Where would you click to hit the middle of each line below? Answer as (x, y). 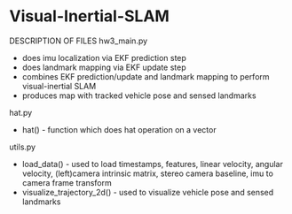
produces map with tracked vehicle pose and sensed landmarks (139, 96)
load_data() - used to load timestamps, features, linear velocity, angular (153, 164)
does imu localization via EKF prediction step (104, 57)
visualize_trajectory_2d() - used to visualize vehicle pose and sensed (148, 192)
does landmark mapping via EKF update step (104, 67)
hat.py (21, 112)
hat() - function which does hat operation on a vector (119, 129)
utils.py (23, 147)
